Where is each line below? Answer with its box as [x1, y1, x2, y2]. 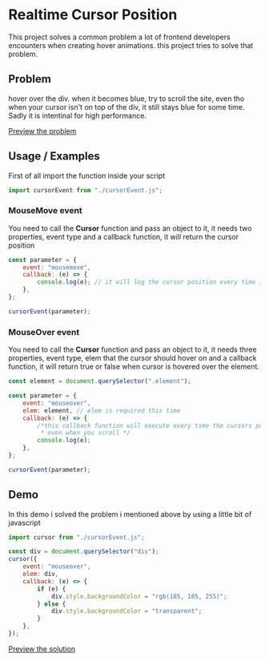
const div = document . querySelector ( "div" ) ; [8, 547, 159, 556]
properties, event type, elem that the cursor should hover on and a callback [8, 353, 257, 363]
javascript [8, 518, 42, 527]
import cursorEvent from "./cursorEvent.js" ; [8, 186, 163, 194]
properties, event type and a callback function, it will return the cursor [8, 232, 239, 241]
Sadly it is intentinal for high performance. [8, 111, 147, 120]
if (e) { [37, 585, 66, 593]
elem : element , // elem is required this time [22, 406, 181, 414]
